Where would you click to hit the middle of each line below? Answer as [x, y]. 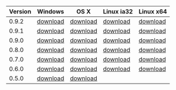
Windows [51, 11]
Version [20, 11]
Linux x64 [153, 11]
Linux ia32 [118, 11]
